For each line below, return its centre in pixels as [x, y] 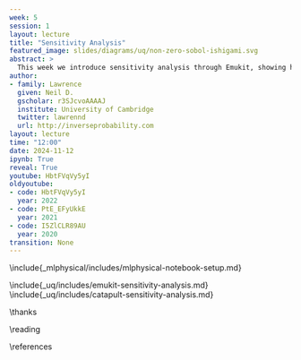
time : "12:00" [36, 142]
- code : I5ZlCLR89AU [48, 226]
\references [31, 347]
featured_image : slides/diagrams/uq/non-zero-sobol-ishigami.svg [133, 51]
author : [24, 76]
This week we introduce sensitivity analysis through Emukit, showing [152, 68]
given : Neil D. [46, 92]
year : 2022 [38, 201]
